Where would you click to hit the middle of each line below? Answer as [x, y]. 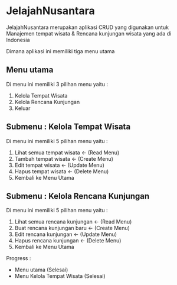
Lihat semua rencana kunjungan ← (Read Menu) [73, 222]
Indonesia [18, 40]
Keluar [22, 108]
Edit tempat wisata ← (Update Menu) [60, 165]
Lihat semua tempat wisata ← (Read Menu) [67, 153]
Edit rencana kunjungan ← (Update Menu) [65, 234]
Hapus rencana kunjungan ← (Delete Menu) [68, 241]
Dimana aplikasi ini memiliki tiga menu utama [60, 51]
